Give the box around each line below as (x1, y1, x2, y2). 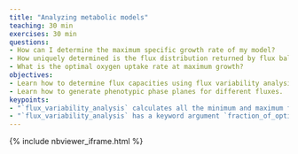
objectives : (9, 71, 53, 80)
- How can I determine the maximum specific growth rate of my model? (9, 46, 276, 55)
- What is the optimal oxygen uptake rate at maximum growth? (9, 63, 244, 72)
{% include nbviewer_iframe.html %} (9, 136, 144, 147)
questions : (9, 37, 50, 47)
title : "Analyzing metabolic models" (9, 12, 149, 22)
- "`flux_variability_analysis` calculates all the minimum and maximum (9, 104, 284, 112)
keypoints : (9, 95, 50, 104)
